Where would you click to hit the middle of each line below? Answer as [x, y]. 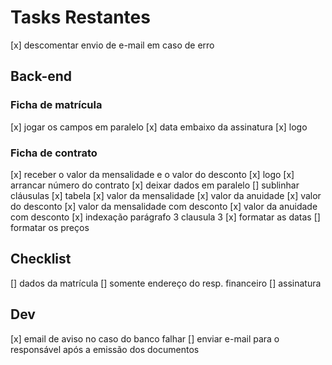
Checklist [41, 259]
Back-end [41, 76]
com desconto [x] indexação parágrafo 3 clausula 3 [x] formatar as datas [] [165, 217]
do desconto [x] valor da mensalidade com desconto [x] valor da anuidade [164, 206]
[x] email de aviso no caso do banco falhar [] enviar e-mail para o [145, 338]
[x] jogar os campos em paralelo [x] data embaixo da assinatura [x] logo [159, 127]
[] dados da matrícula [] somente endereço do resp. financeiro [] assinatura [166, 283]
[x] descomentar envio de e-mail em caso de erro [112, 45]
